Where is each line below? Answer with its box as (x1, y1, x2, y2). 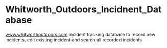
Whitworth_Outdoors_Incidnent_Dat (5, 4, 162, 15)
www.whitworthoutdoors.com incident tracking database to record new (5, 31, 156, 37)
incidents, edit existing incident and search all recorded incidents (5, 37, 142, 43)
